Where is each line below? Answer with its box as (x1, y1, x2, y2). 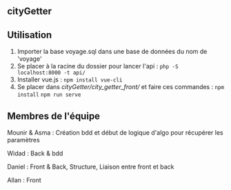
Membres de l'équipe (7, 110, 101, 122)
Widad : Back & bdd (7, 149, 63, 158)
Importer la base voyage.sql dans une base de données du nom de (17, 48, 208, 56)
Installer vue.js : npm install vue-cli (17, 75, 123, 84)
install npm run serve (17, 91, 81, 99)
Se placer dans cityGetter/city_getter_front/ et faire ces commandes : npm (17, 83, 225, 91)
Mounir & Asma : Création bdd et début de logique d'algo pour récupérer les (7, 129, 223, 137)
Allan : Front (7, 176, 41, 184)
